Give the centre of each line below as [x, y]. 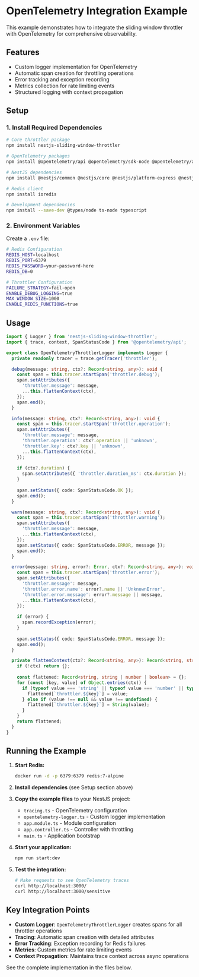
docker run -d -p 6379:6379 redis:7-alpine [69, 776]
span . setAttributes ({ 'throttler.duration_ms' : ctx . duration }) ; [104, 474]
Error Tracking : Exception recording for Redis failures [80, 943]
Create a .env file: [28, 238]
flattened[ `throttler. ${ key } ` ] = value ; [78, 694]
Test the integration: [40, 869]
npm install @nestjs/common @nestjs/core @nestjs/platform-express [91, 178]
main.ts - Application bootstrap [62, 836]
